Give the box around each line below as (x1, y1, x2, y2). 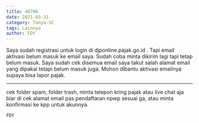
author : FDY (6, 31, 36, 36)
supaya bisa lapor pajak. (6, 72, 66, 79)
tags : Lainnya (6, 25, 41, 31)
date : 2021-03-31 (6, 14, 49, 20)
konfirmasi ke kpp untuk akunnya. (6, 101, 89, 108)
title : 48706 (6, 8, 38, 15)
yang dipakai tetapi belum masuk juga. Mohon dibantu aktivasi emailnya (6, 65, 182, 72)
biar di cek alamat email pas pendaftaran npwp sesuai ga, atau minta (6, 95, 174, 102)
